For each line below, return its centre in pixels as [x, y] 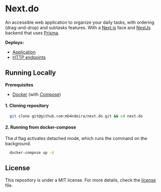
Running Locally [30, 73]
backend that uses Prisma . [32, 33]
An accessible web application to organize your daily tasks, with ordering [80, 22]
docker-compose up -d [32, 153]
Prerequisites [19, 85]
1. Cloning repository [27, 106]
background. [18, 144]
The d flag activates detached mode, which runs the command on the [76, 139]
